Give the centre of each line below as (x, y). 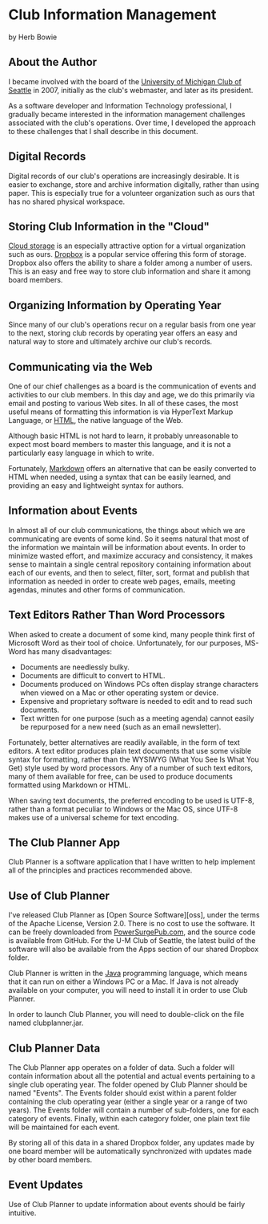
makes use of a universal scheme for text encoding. (94, 817)
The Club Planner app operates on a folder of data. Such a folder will (121, 1067)
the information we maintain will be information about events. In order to (127, 547)
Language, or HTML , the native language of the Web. (96, 420)
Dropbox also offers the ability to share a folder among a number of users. (130, 263)
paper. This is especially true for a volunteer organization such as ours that (132, 193)
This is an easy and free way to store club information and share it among (130, 271)
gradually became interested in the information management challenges (127, 114)
